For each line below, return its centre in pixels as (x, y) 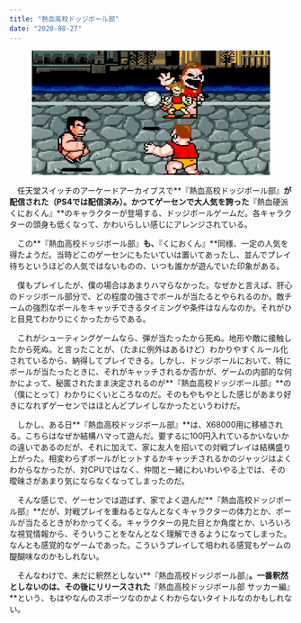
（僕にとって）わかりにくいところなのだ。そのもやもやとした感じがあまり (147, 394)
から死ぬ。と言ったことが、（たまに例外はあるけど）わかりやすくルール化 (153, 349)
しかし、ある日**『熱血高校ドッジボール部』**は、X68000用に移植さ (146, 425)
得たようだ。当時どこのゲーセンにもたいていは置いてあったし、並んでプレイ (150, 255)
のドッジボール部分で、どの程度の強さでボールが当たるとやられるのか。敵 (147, 296)
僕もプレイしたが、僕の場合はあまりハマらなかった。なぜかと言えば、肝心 (155, 285)
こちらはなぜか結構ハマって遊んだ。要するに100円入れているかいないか (157, 436)
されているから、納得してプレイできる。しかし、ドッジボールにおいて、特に (150, 361)
